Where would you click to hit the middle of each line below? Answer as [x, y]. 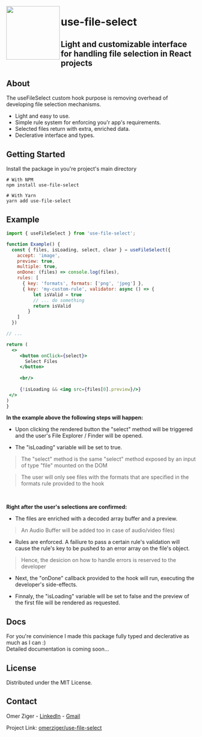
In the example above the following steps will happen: [75, 418]
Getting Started [36, 154]
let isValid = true [57, 295]
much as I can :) [26, 643]
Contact [22, 702]
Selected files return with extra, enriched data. [72, 129]
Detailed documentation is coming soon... [58, 649]
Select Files [41, 361]
